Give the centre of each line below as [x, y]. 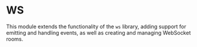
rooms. [15, 39]
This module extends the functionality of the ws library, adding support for [96, 26]
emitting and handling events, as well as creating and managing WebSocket [99, 32]
